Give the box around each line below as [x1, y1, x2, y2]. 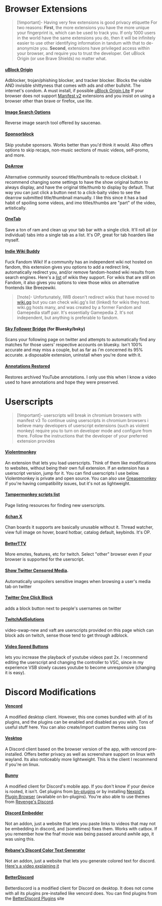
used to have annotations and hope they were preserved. [5, 379, 119, 385]
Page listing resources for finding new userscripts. [5, 502, 105, 508]
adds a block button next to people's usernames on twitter [5, 605, 122, 611]
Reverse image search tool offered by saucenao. [5, 120, 102, 126]
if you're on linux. [5, 761, 40, 767]
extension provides [16, 438, 55, 444]
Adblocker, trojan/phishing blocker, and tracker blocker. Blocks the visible [5, 78, 151, 83]
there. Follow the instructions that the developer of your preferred [16, 433, 148, 438]
